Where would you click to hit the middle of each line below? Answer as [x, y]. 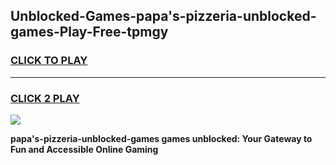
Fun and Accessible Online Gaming [84, 149]
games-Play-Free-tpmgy [89, 32]
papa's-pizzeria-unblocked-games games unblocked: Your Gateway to [161, 138]
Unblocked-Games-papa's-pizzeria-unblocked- [163, 16]
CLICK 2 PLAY [45, 98]
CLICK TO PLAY [49, 61]
